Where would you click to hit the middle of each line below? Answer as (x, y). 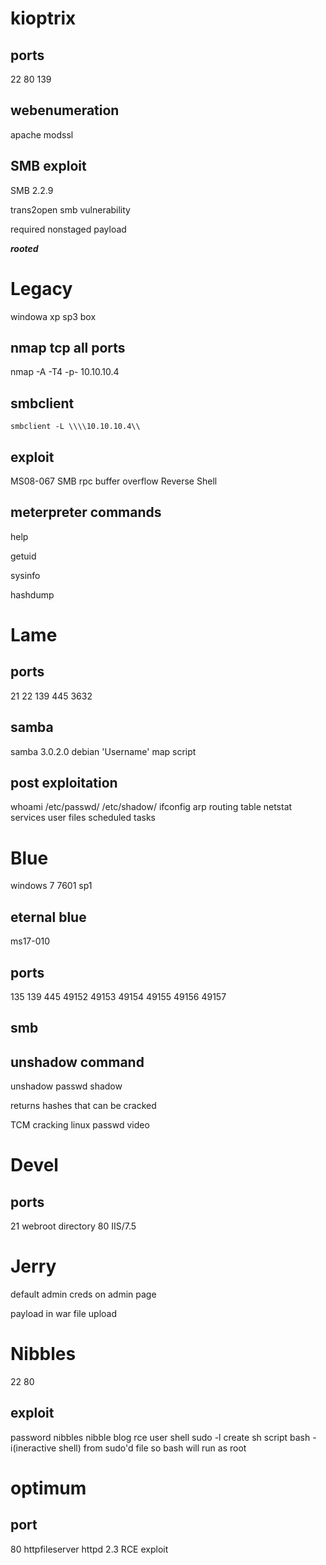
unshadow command (77, 1062)
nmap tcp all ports (68, 347)
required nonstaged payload (68, 229)
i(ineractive (33, 1448)
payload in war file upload (63, 1314)
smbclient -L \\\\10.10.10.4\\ (75, 427)
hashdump (32, 594)
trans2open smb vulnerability (70, 209)
